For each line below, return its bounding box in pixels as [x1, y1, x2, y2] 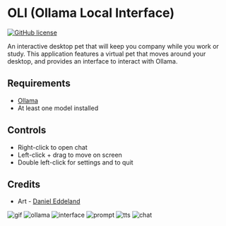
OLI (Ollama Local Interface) [7, 5, 175, 21]
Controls [7, 124, 47, 136]
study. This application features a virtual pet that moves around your [7, 49, 206, 58]
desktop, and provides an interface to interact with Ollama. [7, 56, 178, 65]
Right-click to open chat [17, 143, 88, 151]
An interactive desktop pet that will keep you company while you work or [7, 42, 219, 50]
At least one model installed [17, 104, 99, 112]
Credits [7, 178, 41, 190]
